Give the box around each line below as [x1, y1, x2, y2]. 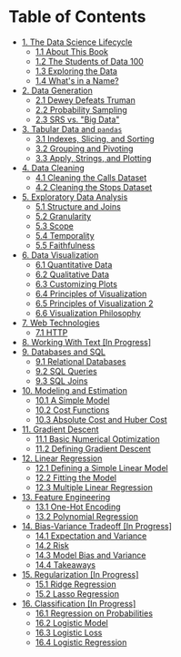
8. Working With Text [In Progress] [21, 336, 152, 347]
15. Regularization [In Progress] [21, 569, 139, 580]
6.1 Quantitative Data [35, 259, 113, 270]
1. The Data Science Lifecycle [21, 36, 133, 47]
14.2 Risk [35, 539, 69, 550]
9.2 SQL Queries [35, 365, 97, 376]
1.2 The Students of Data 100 [35, 56, 145, 67]
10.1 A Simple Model [35, 395, 110, 405]
